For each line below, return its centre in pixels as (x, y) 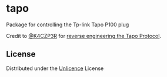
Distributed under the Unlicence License (55, 68)
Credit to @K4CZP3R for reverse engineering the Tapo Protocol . (84, 36)
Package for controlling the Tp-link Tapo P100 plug (68, 24)
